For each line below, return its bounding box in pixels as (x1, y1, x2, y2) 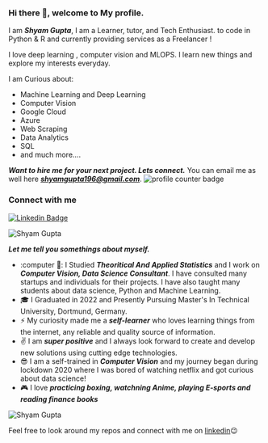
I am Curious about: (8, 74, 74, 84)
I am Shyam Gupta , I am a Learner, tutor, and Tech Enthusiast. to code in (8, 26, 251, 36)
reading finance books (19, 394, 98, 403)
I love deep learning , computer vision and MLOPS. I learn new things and (8, 50, 253, 60)
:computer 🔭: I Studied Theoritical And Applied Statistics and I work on (19, 259, 260, 269)
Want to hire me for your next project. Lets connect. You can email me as (8, 166, 257, 175)
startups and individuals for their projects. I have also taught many (19, 276, 241, 286)
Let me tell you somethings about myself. (8, 244, 150, 254)
